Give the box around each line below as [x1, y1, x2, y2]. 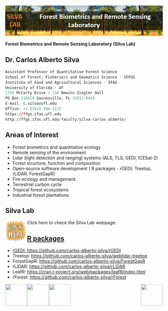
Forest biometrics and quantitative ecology [12, 144, 101, 150]
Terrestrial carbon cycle [12, 181, 62, 187]
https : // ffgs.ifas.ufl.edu [5, 111, 61, 117]
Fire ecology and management [12, 176, 76, 182]
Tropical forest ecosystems [12, 186, 69, 193]
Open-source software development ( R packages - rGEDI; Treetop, [12, 165, 152, 171]
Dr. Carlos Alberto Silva [5, 56, 79, 64]
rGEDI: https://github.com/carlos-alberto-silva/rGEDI [12, 247, 121, 253]
